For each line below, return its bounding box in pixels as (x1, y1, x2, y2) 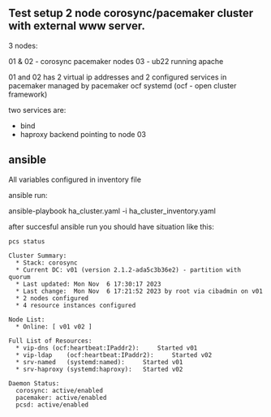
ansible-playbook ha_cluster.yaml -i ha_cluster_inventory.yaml (8, 206, 217, 216)
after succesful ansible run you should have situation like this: (8, 221, 215, 231)
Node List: (8, 316, 45, 324)
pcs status (8, 237, 45, 246)
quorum (8, 273, 31, 281)
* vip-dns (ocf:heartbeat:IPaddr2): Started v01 (15, 344, 198, 352)
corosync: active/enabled (15, 386, 104, 394)
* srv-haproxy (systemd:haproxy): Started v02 (15, 365, 183, 373)
